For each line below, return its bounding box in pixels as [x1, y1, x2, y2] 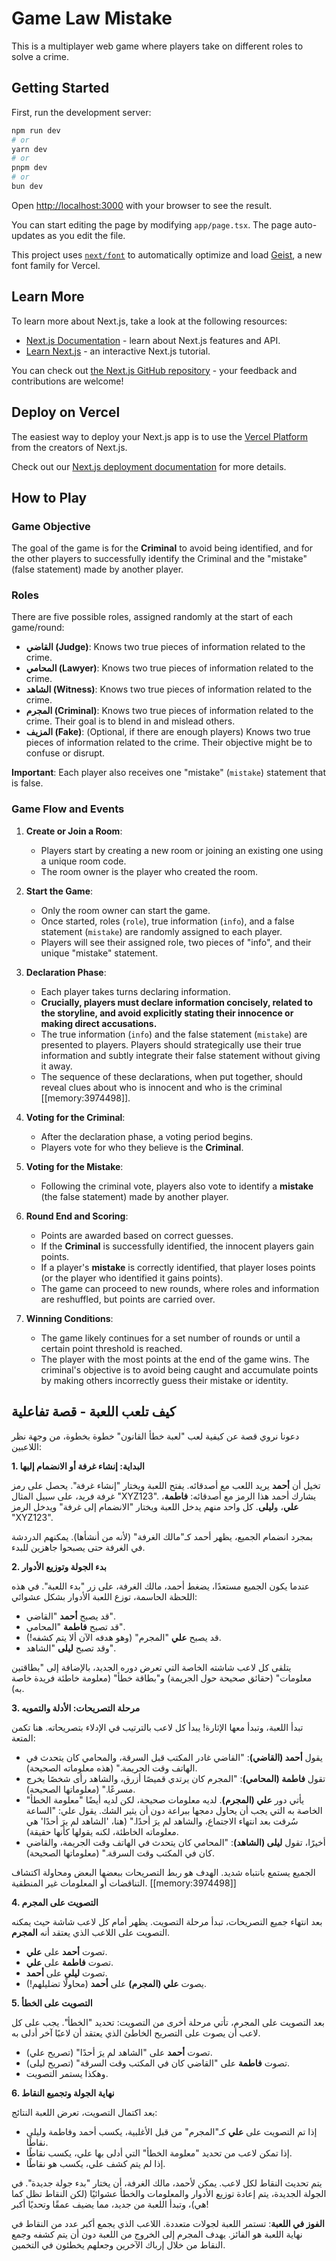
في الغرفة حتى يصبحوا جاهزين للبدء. [11, 1541, 146, 1553]
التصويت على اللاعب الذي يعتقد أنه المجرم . [11, 1926, 171, 1938]
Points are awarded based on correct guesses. [40, 1229, 234, 1241]
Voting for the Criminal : [25, 1111, 126, 1123]
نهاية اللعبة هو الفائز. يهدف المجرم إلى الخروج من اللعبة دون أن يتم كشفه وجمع [11, 2228, 303, 2240]
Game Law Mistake [11, 7, 173, 30]
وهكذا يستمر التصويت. [25, 2067, 109, 2079]
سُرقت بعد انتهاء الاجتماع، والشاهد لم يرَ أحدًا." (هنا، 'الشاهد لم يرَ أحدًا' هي [25, 1815, 299, 1827]
